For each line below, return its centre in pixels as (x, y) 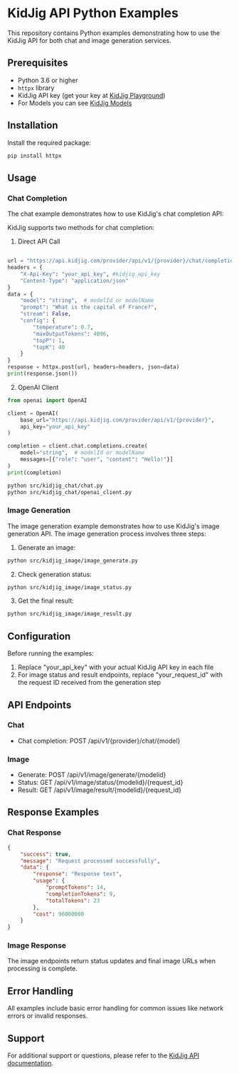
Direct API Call (39, 241)
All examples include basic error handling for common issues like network (116, 1008)
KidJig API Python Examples (93, 13)
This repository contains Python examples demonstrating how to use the (114, 33)
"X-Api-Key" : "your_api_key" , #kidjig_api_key (90, 274)
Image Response (37, 945)
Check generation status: (55, 574)
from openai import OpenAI (47, 400)
